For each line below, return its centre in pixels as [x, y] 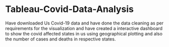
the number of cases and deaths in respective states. [61, 39]
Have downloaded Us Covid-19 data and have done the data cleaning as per [84, 23]
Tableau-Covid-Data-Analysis [69, 9]
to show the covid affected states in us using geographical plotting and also [84, 33]
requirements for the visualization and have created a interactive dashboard [84, 28]
